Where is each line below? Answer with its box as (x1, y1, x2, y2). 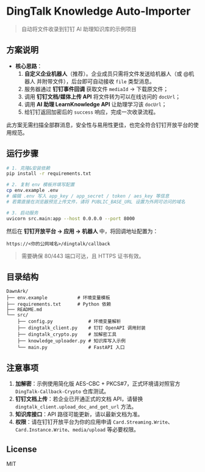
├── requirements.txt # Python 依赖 (6, 301, 112, 308)
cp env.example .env (6, 188, 59, 194)
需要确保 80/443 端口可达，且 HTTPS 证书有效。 (21, 252, 145, 259)
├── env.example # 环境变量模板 (6, 295, 110, 301)
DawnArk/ (6, 289, 29, 295)
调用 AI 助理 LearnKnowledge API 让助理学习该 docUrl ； (24, 100, 167, 108)
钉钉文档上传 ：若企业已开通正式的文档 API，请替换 (15, 396, 143, 403)
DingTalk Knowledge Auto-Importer (6, 4, 191, 18)
